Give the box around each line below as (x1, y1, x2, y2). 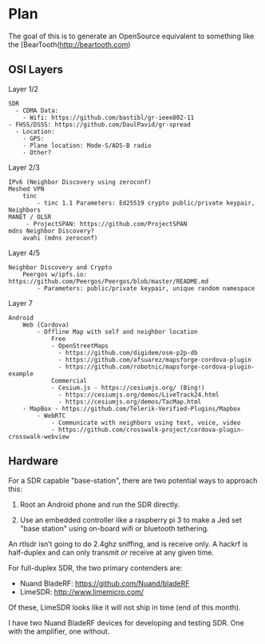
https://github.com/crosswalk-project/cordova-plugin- (58, 425, 245, 434)
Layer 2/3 (8, 162, 40, 172)
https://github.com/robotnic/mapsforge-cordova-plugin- (65, 363, 255, 371)
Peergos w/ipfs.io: (22, 270, 88, 278)
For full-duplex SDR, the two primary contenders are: (8, 563, 183, 572)
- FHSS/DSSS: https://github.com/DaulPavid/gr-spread (8, 121, 192, 129)
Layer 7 (8, 298, 34, 308)
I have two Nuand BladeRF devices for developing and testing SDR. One (8, 618, 245, 627)
